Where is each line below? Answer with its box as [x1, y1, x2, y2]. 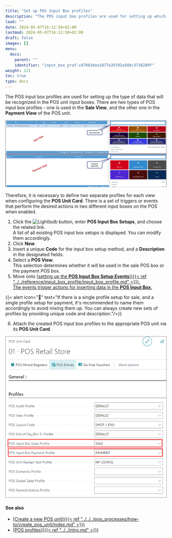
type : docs [5, 79, 29, 84]
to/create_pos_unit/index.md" [12, 522, 75, 528]
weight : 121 [5, 68, 31, 73]
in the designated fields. [12, 252, 64, 258]
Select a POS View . [12, 257, 54, 263]
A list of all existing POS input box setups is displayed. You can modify [12, 229, 161, 236]
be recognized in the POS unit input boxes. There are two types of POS [5, 99, 155, 105]
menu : [5, 46, 17, 51]
